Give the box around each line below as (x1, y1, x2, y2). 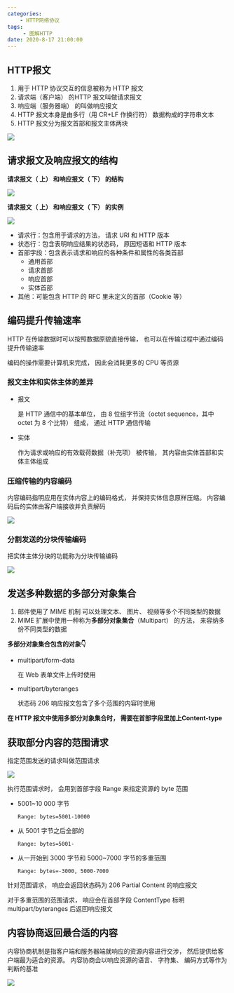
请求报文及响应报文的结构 (7, 155, 118, 167)
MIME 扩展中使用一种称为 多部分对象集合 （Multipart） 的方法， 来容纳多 (17, 616, 226, 625)
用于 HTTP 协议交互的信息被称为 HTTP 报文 (17, 83, 144, 92)
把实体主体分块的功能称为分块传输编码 (7, 552, 118, 560)
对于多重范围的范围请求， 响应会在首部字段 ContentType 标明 (7, 896, 185, 905)
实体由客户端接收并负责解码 (25, 502, 106, 511)
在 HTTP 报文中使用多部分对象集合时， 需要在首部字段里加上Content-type (7, 714, 223, 722)
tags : (7, 23, 23, 30)
